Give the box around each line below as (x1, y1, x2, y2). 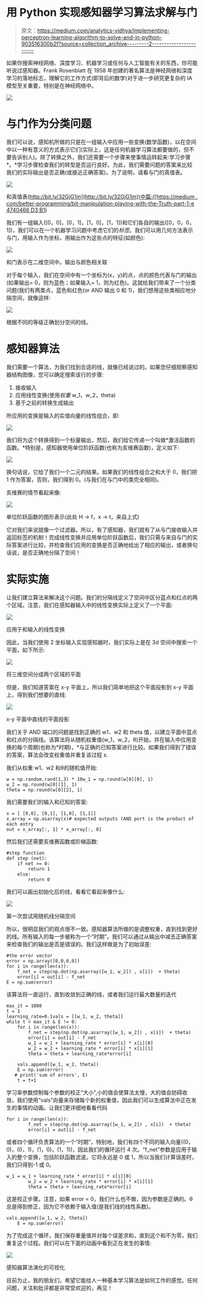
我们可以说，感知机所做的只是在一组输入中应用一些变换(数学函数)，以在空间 (6, 138, 197, 145)
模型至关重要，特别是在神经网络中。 (6, 82, 97, 89)
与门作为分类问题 (6, 117, 92, 131)
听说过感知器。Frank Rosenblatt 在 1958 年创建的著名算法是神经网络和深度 (6, 66, 193, 74)
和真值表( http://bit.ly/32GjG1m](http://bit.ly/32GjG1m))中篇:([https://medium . (6, 193, 198, 200)
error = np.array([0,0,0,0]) (6, 958, 80, 964)
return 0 (28, 877, 50, 883)
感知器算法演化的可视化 (6, 1264, 65, 1271)
